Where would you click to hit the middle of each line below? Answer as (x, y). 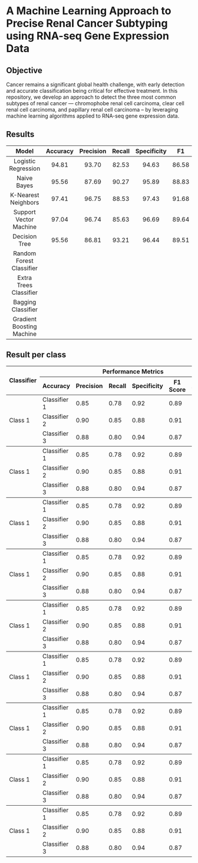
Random (25, 253)
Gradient (25, 319)
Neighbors (24, 202)
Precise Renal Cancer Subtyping (87, 23)
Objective (24, 70)
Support (25, 212)
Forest (24, 260)
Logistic (25, 161)
